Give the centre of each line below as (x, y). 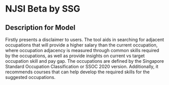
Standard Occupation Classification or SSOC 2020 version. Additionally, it (82, 67)
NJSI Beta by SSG (43, 9)
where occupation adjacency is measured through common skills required (82, 50)
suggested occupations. (30, 77)
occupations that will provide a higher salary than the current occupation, (81, 45)
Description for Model (40, 28)
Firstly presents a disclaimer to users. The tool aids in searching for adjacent (85, 39)
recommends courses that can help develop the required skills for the (77, 72)
